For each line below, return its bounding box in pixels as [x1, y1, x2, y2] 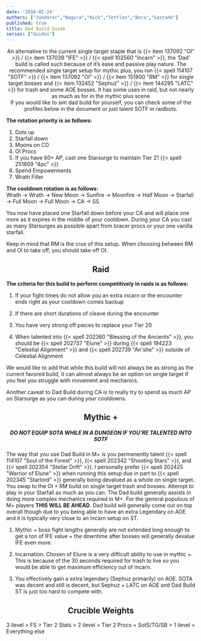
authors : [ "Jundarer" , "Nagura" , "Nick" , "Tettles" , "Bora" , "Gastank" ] [6, 14, 179, 20]
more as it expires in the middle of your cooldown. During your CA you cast [6, 216, 192, 223]
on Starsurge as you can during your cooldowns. [6, 395, 127, 402]
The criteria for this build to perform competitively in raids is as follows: [6, 280, 189, 287]
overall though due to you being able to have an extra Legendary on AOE [6, 508, 186, 515]
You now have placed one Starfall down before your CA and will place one [6, 209, 190, 217]
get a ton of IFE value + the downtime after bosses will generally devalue [14, 533, 195, 540]
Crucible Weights [67, 605, 134, 616]
